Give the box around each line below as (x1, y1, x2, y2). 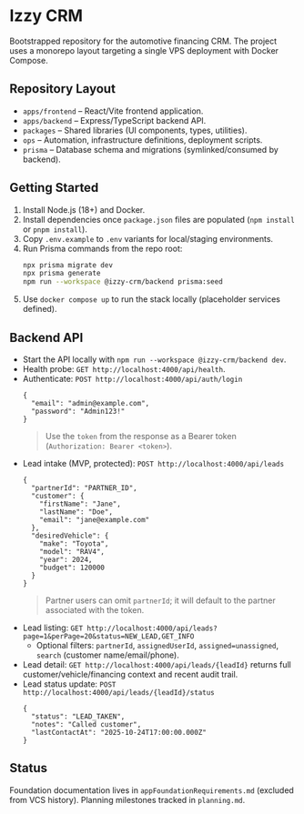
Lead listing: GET (22, 622, 84, 633)
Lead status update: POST (22, 678, 117, 689)
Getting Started (9, 180, 99, 196)
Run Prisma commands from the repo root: (22, 243, 183, 254)
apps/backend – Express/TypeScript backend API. (22, 115, 207, 126)
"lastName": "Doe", (39, 507, 114, 517)
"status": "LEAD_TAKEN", (31, 712, 126, 721)
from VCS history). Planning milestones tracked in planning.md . (9, 794, 246, 805)
